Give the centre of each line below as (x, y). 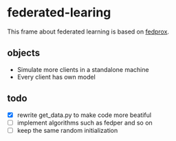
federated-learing (59, 13)
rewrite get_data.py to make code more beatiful (84, 115)
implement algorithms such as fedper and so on (85, 123)
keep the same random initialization (67, 130)
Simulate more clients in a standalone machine (83, 69)
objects (23, 53)
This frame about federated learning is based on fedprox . (88, 31)
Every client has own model (56, 77)
